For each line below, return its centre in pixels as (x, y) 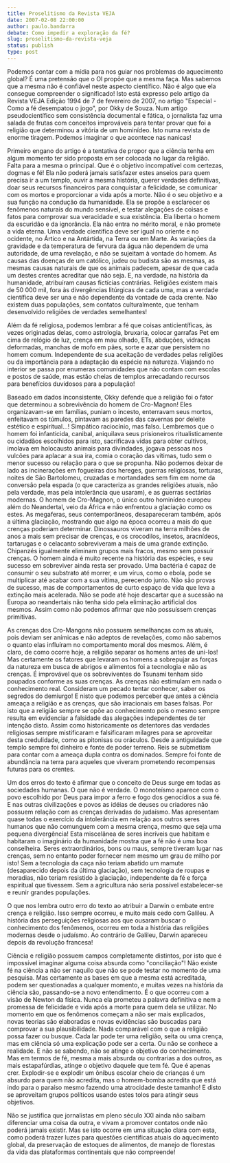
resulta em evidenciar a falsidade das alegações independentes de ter (106, 718)
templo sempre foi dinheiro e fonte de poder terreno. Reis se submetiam (109, 747)
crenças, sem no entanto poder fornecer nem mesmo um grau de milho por (114, 856)
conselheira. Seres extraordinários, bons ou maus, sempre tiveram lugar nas (115, 848)
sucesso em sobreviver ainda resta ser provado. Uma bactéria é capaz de (112, 565)
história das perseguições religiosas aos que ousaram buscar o (97, 920)
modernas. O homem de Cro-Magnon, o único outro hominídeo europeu (109, 500)
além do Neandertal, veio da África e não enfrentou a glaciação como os (110, 506)
